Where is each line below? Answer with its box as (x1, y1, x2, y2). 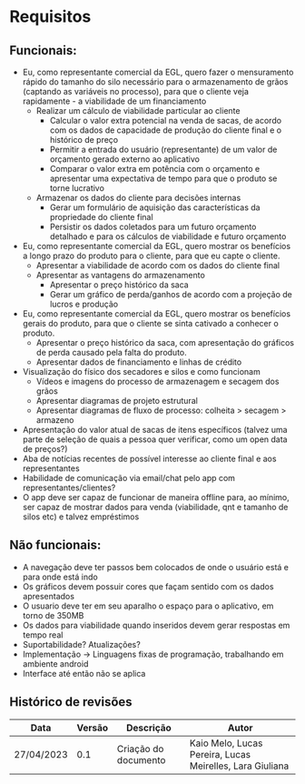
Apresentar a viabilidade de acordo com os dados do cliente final (35, 260, 280, 270)
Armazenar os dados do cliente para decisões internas (35, 193, 241, 203)
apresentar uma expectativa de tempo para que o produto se (49, 173, 278, 184)
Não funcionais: (9, 538, 102, 553)
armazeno (35, 415, 74, 425)
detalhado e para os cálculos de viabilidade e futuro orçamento (49, 231, 287, 242)
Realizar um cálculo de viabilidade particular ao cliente (35, 106, 241, 116)
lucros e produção (49, 298, 119, 309)
